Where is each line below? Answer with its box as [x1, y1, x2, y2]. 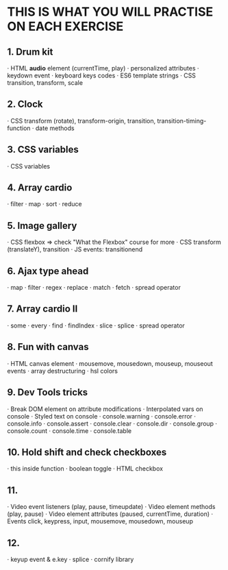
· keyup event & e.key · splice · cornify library [7, 555, 134, 563]
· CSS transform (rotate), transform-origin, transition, [7, 116, 156, 125]
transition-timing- [157, 116, 207, 125]
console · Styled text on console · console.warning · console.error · [7, 412, 197, 420]
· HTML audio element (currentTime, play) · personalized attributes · [7, 64, 200, 72]
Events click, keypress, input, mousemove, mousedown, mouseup [7, 517, 194, 525]
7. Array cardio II [7, 303, 78, 315]
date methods [35, 124, 75, 132]
